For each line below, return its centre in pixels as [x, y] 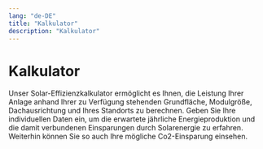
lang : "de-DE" [33, 16]
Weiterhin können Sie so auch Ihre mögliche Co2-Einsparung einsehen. [128, 136]
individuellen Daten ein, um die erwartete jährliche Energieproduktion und [132, 119]
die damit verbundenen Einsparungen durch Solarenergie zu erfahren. [126, 128]
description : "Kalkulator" [54, 31]
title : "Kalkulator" [44, 23]
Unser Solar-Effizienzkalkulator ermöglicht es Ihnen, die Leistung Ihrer [126, 93]
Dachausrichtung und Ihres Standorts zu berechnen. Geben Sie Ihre [122, 111]
